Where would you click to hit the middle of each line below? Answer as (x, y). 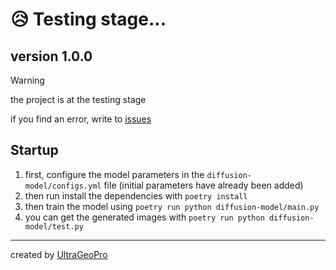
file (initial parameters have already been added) (203, 185)
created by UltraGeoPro (59, 254)
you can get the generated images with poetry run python (144, 217)
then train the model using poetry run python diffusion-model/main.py (172, 206)
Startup (34, 150)
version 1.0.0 (51, 56)
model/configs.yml (63, 186)
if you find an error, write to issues (81, 119)
